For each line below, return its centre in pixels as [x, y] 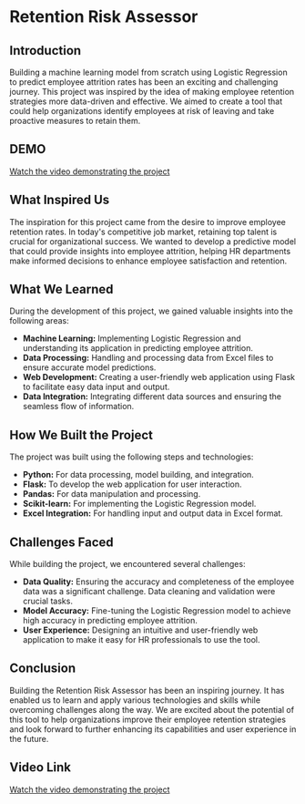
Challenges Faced [61, 542]
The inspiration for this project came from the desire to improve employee [148, 222]
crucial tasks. [47, 601]
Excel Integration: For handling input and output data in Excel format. [153, 513]
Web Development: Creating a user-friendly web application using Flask [159, 377]
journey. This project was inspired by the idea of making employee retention [152, 92]
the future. [29, 738]
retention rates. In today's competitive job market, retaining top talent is [143, 232]
